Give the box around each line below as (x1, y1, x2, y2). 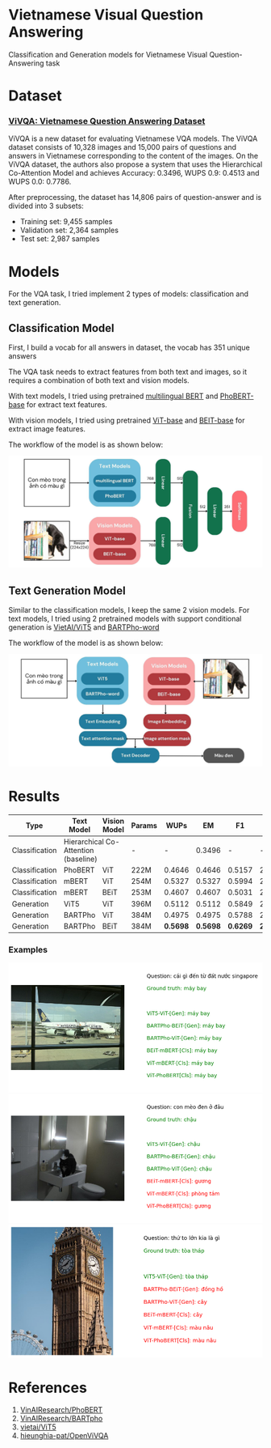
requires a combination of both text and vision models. (8, 376, 190, 385)
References (8, 1378, 87, 1397)
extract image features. (8, 424, 86, 434)
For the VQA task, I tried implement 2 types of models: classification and (8, 289, 248, 299)
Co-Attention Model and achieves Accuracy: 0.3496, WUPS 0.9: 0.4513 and (8, 168, 260, 178)
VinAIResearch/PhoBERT (19, 1405, 103, 1415)
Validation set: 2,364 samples (19, 225, 119, 236)
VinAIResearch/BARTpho (19, 1414, 103, 1424)
